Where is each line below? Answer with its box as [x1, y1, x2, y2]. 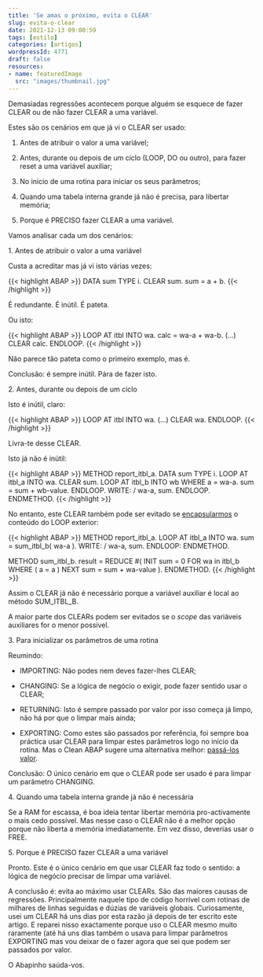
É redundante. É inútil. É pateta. [8, 299, 110, 309]
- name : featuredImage [8, 70, 82, 78]
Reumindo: [8, 650, 43, 660]
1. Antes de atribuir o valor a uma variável [8, 245, 142, 255]
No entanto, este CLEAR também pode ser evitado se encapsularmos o [8, 509, 239, 519]
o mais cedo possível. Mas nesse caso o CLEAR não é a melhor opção [8, 815, 236, 825]
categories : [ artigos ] [8, 41, 82, 49]
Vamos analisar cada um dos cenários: [8, 230, 133, 240]
